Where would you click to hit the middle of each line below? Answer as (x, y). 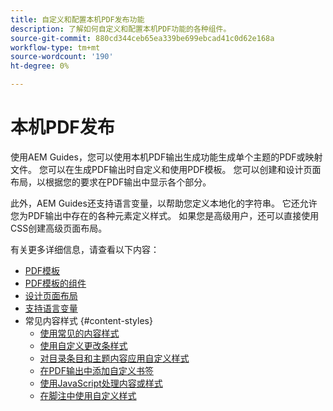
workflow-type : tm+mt (55, 47)
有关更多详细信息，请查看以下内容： (85, 249)
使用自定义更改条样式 (83, 345)
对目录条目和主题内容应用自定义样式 (114, 358)
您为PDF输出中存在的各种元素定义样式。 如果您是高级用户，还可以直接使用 (165, 215)
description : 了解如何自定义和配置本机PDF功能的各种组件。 (121, 29)
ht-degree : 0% (40, 66)
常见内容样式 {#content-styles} (88, 320)
